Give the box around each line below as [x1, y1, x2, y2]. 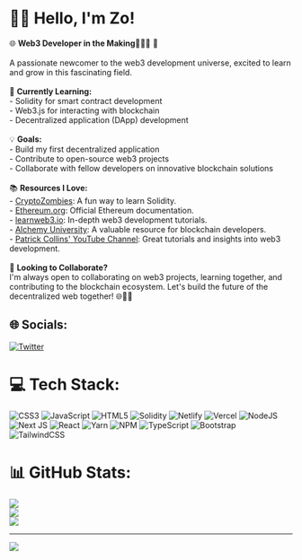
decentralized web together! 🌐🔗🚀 [9, 291, 133, 302]
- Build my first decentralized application [9, 144, 160, 154]
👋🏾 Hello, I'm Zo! [9, 8, 136, 29]
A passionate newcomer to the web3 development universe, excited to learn [9, 57, 292, 68]
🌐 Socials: [9, 318, 68, 333]
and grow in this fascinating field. [9, 66, 133, 77]
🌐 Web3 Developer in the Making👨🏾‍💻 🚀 [9, 38, 159, 48]
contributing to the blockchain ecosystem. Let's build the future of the [9, 281, 269, 292]
